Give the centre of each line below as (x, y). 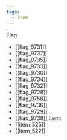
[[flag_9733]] (31, 66)
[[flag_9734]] (31, 79)
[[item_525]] (30, 124)
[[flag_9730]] (31, 72)
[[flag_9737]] (31, 53)
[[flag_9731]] (30, 47)
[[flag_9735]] (31, 60)
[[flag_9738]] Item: (38, 118)
